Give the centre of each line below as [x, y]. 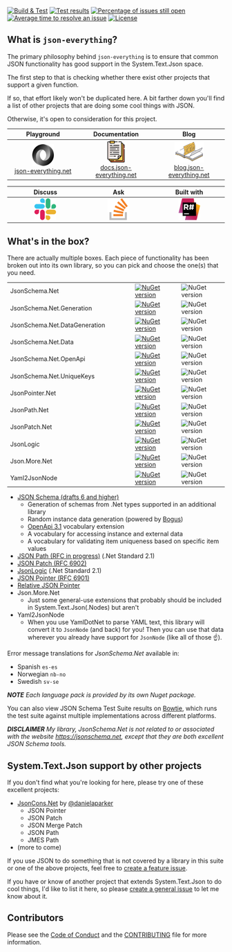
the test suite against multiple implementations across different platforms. [112, 716]
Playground [43, 134]
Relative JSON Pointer [49, 585]
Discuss [45, 192]
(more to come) [39, 847]
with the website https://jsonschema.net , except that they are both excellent [116, 737]
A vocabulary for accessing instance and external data [105, 534]
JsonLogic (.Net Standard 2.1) [59, 571]
